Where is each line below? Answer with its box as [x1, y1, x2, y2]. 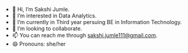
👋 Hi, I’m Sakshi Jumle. [12, 6, 70, 13]
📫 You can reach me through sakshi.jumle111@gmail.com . [12, 32, 158, 39]
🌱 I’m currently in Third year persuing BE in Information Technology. [12, 19, 183, 25]
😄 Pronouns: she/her [12, 40, 66, 48]
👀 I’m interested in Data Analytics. [12, 12, 97, 19]
